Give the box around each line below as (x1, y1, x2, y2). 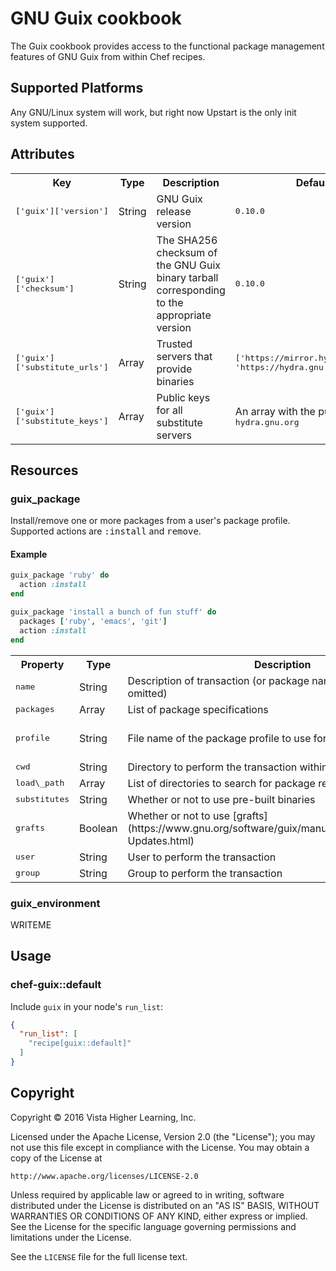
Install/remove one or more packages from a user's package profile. (10, 515, 291, 527)
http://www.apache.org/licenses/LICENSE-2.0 (10, 1171, 199, 1181)
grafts (15, 823, 45, 834)
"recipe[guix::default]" (28, 1038, 132, 1049)
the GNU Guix (156, 258, 222, 272)
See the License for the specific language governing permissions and (10, 1220, 297, 1232)
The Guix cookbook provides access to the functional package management (10, 40, 325, 52)
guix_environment (10, 896, 101, 910)
